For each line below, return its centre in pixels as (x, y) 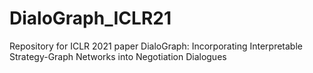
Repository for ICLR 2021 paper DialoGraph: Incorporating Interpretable (156, 46)
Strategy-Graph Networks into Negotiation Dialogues (118, 56)
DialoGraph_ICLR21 (90, 18)
